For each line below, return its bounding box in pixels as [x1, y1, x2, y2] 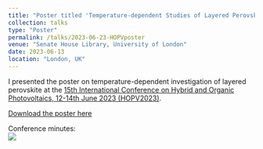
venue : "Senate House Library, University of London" [8, 41, 188, 49]
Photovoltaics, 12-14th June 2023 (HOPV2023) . [8, 93, 162, 103]
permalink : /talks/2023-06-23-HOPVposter [8, 33, 146, 42]
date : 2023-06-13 [8, 48, 65, 56]
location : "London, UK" [8, 56, 86, 64]
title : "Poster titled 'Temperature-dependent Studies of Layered [8, 11, 229, 20]
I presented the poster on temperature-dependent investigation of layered [8, 76, 247, 86]
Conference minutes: [8, 123, 76, 133]
